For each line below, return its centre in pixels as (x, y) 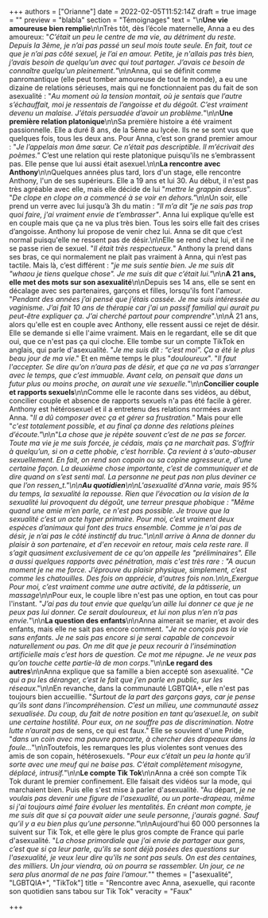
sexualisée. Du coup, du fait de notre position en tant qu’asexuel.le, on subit (134, 713)
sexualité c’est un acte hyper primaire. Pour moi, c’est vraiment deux (122, 519)
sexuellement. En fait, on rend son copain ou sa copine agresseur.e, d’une (131, 460)
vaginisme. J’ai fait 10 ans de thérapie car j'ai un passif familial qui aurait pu (134, 307)
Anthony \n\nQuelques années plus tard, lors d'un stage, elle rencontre (125, 172)
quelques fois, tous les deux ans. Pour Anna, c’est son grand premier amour (133, 138)
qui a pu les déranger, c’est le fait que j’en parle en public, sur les (116, 680)
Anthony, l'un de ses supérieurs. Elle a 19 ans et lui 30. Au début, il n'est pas (134, 181)
